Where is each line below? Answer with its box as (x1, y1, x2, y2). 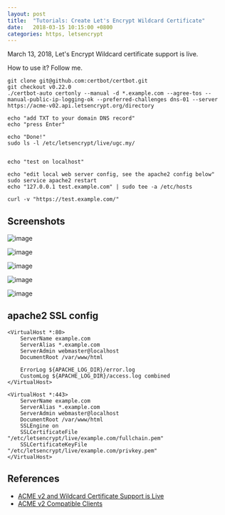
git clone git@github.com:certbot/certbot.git (7, 78, 148, 85)
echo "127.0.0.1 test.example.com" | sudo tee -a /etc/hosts (7, 183, 193, 191)
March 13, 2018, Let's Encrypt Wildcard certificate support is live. (7, 50, 199, 58)
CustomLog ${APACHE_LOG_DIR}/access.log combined (20, 372, 171, 380)
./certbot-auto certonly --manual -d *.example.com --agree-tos (7, 90, 202, 97)
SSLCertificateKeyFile (20, 441, 88, 448)
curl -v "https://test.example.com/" (7, 196, 120, 203)
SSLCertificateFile (20, 428, 78, 435)
